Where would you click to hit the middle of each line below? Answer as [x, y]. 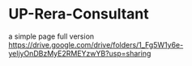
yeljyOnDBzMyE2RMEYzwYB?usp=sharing [80, 53]
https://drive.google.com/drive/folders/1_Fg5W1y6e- [96, 44]
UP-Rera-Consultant [79, 14]
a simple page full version [51, 36]
